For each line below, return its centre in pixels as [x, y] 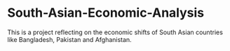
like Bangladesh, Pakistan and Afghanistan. [69, 39]
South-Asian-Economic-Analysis [106, 13]
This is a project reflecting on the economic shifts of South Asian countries [115, 32]
